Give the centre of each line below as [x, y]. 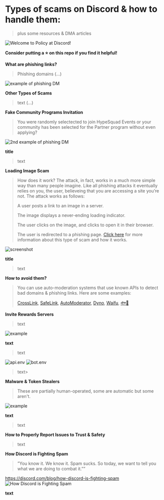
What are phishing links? [31, 64]
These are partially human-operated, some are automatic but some [85, 391]
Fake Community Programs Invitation [44, 112]
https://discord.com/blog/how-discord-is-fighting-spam [62, 478]
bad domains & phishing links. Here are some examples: [74, 293]
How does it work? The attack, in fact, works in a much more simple [86, 180]
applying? [27, 132]
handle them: [33, 20]
